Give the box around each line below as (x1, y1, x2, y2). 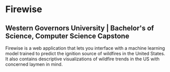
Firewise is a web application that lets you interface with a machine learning (5, 45, 165, 51)
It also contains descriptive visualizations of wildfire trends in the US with (5, 56, 160, 62)
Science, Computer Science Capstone (5, 31, 130, 40)
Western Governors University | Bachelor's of (5, 24, 155, 32)
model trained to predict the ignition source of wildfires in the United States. (5, 51, 165, 56)
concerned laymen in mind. (5, 61, 63, 67)
